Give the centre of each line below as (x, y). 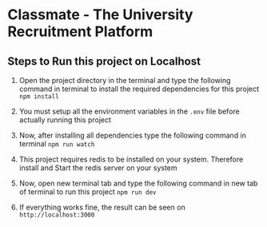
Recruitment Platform (80, 32)
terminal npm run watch (57, 144)
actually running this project (65, 120)
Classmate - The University (100, 15)
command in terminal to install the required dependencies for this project (139, 89)
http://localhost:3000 (57, 215)
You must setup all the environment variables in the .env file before (130, 111)
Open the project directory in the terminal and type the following (125, 80)
